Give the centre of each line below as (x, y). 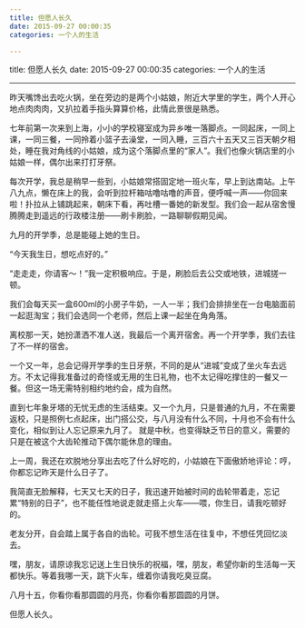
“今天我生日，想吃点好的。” (59, 254)
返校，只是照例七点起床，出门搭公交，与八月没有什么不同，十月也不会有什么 (152, 419)
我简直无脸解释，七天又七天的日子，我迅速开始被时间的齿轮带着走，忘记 (144, 492)
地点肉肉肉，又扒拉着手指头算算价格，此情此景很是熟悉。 (117, 109)
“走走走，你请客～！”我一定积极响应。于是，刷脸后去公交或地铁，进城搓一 (148, 274)
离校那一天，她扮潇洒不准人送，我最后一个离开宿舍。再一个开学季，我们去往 (152, 335)
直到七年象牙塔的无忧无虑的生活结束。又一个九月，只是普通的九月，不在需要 (152, 408)
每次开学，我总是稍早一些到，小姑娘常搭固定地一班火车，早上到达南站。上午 (152, 182)
